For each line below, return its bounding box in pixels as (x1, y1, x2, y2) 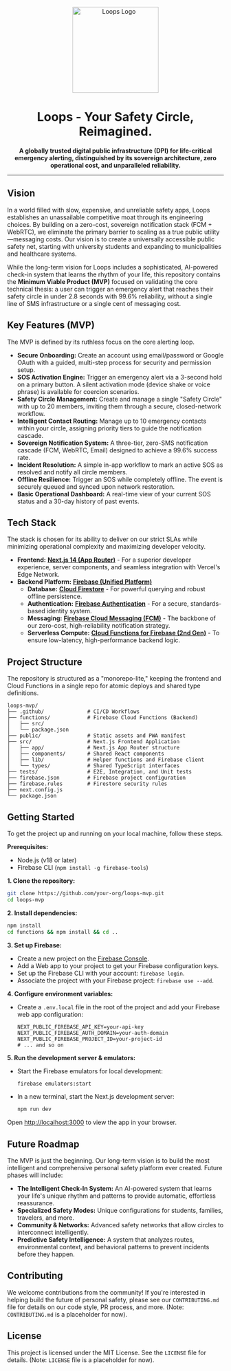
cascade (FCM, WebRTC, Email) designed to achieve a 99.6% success (16, 446, 218, 454)
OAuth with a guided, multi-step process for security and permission (16, 358, 212, 366)
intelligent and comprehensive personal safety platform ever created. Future (7, 1164, 223, 1172)
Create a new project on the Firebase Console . (16, 954, 149, 963)
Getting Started (7, 811, 75, 823)
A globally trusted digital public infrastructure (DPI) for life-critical (19, 146, 212, 155)
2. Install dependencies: (7, 908, 78, 917)
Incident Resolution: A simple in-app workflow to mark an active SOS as (16, 461, 223, 469)
